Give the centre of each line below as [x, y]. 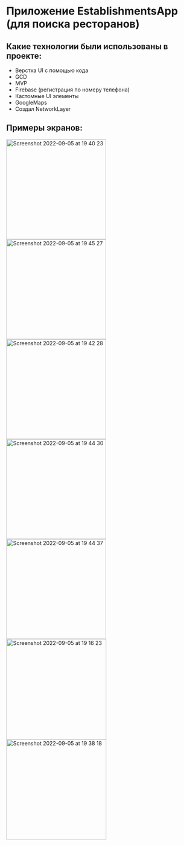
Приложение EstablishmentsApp [92, 11]
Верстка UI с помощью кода [52, 70]
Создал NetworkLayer [43, 109]
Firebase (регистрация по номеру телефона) [72, 90]
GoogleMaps [31, 102]
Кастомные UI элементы [47, 96]
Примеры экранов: [44, 128]
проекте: [24, 56]
